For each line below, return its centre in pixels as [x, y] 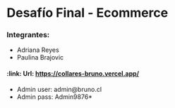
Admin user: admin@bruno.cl [59, 89]
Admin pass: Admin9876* [55, 97]
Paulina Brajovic [40, 58]
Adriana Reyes [38, 50]
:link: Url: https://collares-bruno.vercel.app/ [73, 74]
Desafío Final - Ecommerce [87, 13]
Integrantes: [28, 35]
